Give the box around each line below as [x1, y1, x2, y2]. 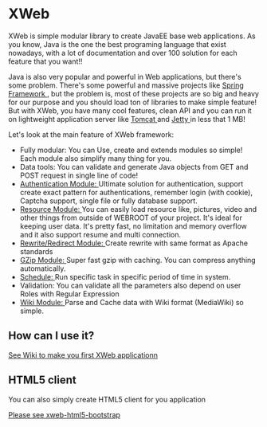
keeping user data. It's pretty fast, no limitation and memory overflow [19, 221, 247, 231]
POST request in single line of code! [19, 170, 138, 180]
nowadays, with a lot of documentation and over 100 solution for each [8, 48, 238, 57]
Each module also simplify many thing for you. [19, 153, 172, 163]
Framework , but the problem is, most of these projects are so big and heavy [8, 88, 259, 98]
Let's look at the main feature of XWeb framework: [8, 129, 175, 139]
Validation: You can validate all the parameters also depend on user [19, 280, 241, 290]
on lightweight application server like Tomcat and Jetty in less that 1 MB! [8, 114, 245, 123]
